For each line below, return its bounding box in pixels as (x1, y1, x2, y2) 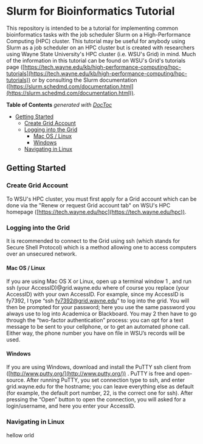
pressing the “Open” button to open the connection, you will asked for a (6, 396, 186, 403)
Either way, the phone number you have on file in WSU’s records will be (6, 329, 185, 337)
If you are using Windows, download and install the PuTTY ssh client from (6, 363, 191, 371)
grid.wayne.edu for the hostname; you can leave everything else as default (6, 383, 194, 390)
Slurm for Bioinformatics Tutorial (6, 4, 175, 18)
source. (6, 376, 26, 384)
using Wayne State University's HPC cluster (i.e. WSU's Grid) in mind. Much (6, 50, 196, 57)
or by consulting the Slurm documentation (32, 76, 138, 84)
